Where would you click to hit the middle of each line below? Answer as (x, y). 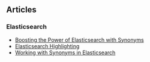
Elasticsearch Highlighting (47, 46)
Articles (22, 10)
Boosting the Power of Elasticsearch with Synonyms (79, 40)
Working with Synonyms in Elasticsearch (65, 52)
